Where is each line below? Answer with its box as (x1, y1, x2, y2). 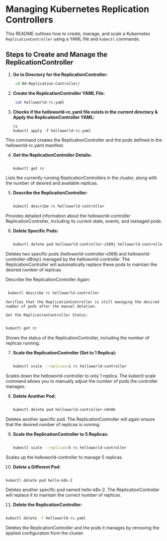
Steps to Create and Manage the (5, 50, 108, 59)
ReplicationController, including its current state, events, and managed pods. (5, 218, 163, 224)
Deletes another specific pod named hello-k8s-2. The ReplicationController (5, 487, 160, 493)
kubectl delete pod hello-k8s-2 (5, 478, 73, 483)
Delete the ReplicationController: (12, 502, 83, 508)
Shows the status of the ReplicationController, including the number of (5, 334, 150, 340)
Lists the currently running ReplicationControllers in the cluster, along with (5, 175, 157, 181)
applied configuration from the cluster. (5, 530, 84, 536)
